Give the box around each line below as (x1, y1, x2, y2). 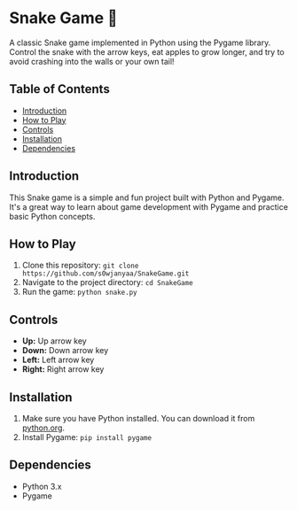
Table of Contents (9, 81, 111, 97)
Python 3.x (21, 481, 62, 491)
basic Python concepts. (9, 211, 96, 221)
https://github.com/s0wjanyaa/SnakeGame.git (21, 269, 190, 278)
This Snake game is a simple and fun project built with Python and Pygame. (9, 192, 285, 203)
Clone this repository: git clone (21, 260, 139, 271)
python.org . (21, 422, 65, 433)
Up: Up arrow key (21, 336, 87, 346)
